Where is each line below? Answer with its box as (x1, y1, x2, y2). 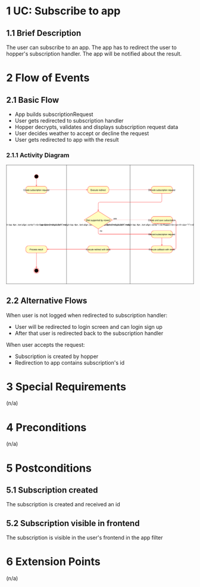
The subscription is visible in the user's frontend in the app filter (6, 534, 163, 542)
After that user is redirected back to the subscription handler (14, 329, 164, 337)
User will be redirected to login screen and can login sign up (14, 323, 162, 330)
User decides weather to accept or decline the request (14, 130, 149, 137)
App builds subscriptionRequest (14, 111, 93, 118)
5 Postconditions (6, 461, 92, 475)
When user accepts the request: (6, 341, 85, 348)
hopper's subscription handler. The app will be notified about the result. (6, 50, 182, 57)
